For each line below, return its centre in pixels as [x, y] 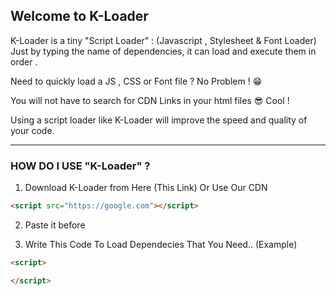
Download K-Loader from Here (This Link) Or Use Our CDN [146, 188]
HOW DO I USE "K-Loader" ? [80, 166]
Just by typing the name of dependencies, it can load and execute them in [163, 51]
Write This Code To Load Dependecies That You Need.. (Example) [161, 244]
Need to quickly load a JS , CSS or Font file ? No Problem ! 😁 [136, 81]
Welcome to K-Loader [79, 16]
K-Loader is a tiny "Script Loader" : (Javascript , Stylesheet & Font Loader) [163, 40]
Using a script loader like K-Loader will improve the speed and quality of [159, 120]
